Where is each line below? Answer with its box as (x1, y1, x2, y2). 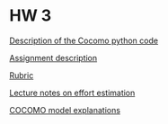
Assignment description (9, 52, 98, 63)
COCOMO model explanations (9, 104, 121, 115)
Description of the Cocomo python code (9, 35, 159, 46)
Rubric (9, 69, 34, 81)
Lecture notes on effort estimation (9, 87, 136, 98)
